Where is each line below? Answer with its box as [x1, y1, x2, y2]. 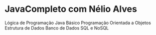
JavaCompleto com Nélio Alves [4, 3, 138, 15]
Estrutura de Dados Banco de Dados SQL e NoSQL [4, 25, 109, 31]
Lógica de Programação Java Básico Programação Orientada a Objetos [4, 20, 152, 26]
